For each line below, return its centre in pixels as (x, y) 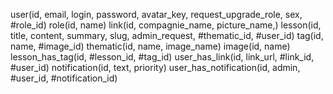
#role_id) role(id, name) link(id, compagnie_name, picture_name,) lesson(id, (166, 25)
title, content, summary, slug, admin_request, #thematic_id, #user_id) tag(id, (167, 35)
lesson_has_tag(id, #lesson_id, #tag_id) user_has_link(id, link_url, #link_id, (162, 57)
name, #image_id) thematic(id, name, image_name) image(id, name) (150, 46)
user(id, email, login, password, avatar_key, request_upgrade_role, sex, (156, 14)
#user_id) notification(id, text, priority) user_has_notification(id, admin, (155, 67)
